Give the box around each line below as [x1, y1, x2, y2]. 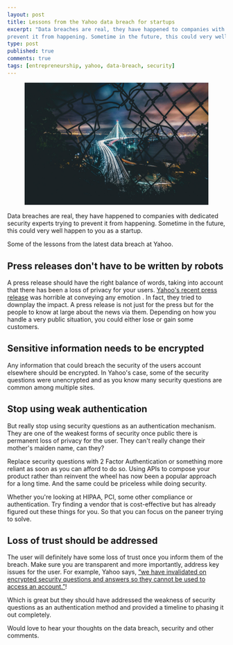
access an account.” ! [7, 583, 67, 591]
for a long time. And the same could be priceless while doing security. [7, 479, 207, 488]
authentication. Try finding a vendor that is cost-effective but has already [7, 500, 216, 509]
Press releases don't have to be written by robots [7, 260, 224, 272]
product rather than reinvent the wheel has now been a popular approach [7, 472, 217, 480]
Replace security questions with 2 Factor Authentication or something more [7, 457, 223, 466]
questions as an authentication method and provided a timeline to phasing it [7, 603, 224, 612]
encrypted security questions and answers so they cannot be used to [7, 575, 206, 583]
